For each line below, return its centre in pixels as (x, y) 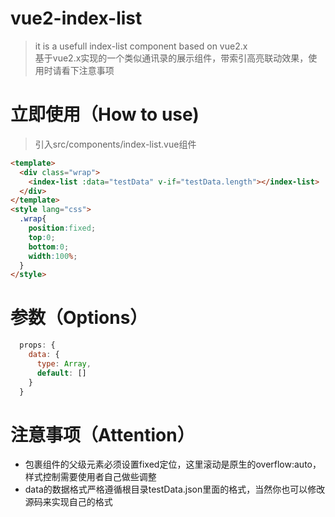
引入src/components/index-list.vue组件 (115, 144)
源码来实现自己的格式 (68, 502)
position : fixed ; (62, 228)
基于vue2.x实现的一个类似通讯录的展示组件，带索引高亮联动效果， (171, 58)
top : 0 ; (42, 237)
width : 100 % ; (53, 256)
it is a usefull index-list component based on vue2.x (141, 46)
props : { (37, 345)
